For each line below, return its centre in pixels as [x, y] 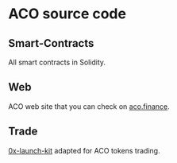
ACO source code [67, 14]
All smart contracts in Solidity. [57, 62]
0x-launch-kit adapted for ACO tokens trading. [84, 150]
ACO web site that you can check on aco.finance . [89, 106]
